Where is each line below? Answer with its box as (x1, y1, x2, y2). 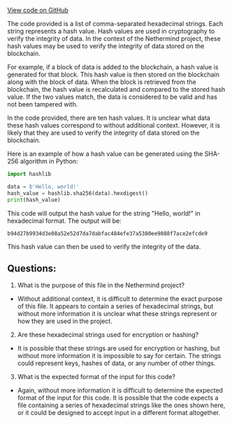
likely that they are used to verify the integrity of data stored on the (7, 129, 201, 137)
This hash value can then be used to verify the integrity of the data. (7, 242, 201, 251)
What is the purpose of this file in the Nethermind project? (17, 281, 185, 289)
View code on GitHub (7, 6, 68, 14)
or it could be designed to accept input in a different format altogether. (17, 409, 221, 417)
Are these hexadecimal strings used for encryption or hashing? (17, 331, 199, 339)
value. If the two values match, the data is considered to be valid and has (7, 93, 218, 101)
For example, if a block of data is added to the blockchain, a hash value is (7, 63, 219, 71)
